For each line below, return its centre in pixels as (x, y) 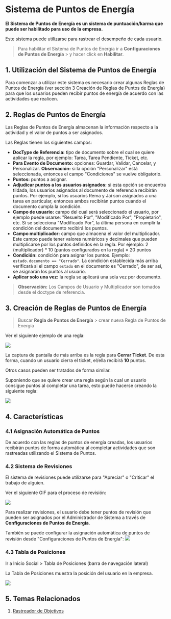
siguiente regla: (22, 391)
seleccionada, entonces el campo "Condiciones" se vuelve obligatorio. (87, 174)
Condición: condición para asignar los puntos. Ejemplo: (71, 255)
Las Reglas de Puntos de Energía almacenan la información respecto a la (82, 127)
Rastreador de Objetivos (38, 611)
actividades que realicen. (32, 98)
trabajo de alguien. (25, 483)
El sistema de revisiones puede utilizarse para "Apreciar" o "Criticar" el (80, 477)
